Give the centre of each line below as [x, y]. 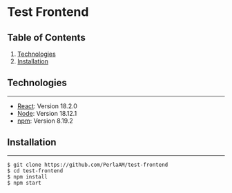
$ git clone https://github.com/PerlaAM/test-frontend [88, 165]
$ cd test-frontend [35, 171]
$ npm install [28, 176]
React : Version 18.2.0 [47, 106]
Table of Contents [47, 38]
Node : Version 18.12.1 [47, 113]
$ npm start [24, 183]
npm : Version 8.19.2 [45, 121]
